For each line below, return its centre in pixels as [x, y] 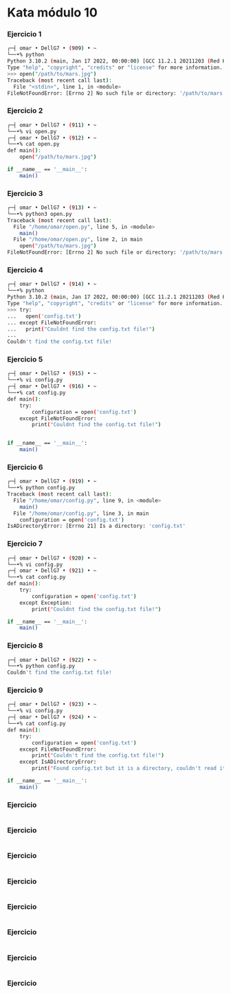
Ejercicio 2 [25, 111]
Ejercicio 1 [24, 34]
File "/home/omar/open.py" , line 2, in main [78, 240]
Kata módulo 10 [52, 13]
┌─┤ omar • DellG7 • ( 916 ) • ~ [52, 386]
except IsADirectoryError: [58, 762]
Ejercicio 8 [25, 645]
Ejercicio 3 [25, 193]
